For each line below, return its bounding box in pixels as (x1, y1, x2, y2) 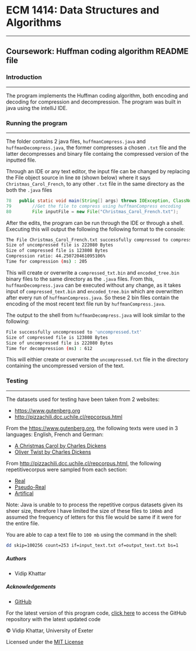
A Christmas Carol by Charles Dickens (14, 442, 107, 449)
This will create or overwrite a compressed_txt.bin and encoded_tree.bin (6, 269, 180, 276)
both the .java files (6, 186, 52, 193)
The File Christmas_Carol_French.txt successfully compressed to (6, 237, 168, 243)
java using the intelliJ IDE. (6, 104, 68, 111)
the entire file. (6, 519, 40, 527)
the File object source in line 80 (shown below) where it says (6, 174, 150, 181)
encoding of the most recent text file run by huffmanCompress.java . (6, 300, 166, 307)
